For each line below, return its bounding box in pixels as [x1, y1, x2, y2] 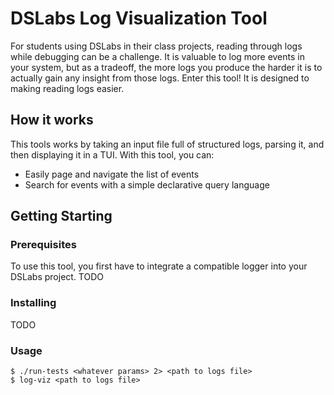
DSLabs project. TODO [10, 271, 105, 283]
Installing [10, 296, 57, 310]
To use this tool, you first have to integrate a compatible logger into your [10, 260, 308, 272]
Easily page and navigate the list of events [24, 168, 200, 180]
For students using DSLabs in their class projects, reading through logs [10, 40, 303, 52]
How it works [10, 112, 94, 129]
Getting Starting [10, 208, 113, 225]
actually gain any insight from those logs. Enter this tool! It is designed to [10, 72, 310, 84]
